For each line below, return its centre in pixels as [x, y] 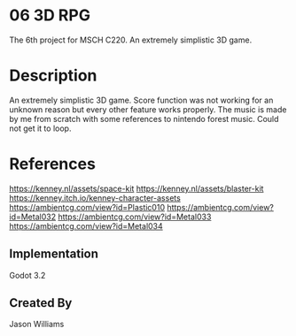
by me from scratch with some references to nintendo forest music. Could [144, 118]
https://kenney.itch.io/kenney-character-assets [95, 198]
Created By [41, 303]
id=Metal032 [32, 217]
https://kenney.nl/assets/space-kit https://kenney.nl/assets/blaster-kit [136, 188]
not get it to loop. [40, 128]
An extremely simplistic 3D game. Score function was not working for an [141, 100]
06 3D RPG [50, 15]
